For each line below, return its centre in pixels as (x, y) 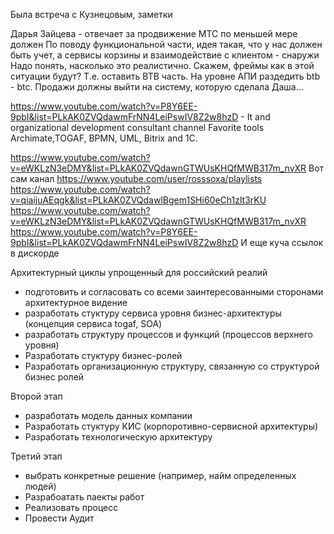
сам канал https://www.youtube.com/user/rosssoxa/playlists (136, 178)
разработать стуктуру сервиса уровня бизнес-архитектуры (153, 313)
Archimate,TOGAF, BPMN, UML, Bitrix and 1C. (104, 138)
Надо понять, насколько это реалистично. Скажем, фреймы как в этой (162, 65)
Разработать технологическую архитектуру (118, 437)
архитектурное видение (76, 302)
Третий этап (36, 456)
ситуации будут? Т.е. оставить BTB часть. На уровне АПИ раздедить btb (165, 76)
